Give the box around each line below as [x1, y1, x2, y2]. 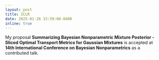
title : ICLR [5, 12, 30, 17]
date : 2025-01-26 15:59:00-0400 [5, 16, 72, 21]
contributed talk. [5, 50, 39, 56]
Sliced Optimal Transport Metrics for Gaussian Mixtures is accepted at [5, 40, 153, 46]
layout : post [5, 7, 32, 12]
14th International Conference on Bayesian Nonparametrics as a [5, 45, 141, 51]
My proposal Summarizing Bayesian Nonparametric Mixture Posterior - [5, 34, 155, 40]
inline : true [5, 21, 32, 26]
